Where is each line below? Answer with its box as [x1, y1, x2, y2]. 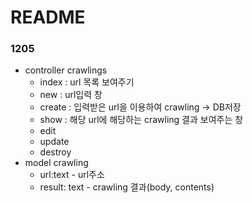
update [39, 136, 70, 148]
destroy [39, 146, 72, 158]
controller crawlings [24, 64, 108, 76]
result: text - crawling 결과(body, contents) [39, 181, 215, 193]
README [10, 6, 86, 29]
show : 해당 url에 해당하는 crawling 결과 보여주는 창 [39, 114, 244, 126]
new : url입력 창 [39, 89, 103, 101]
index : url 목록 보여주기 [39, 76, 135, 88]
